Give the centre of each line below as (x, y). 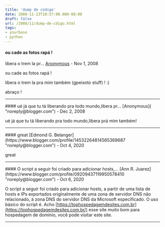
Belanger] (64, 135)
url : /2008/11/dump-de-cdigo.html (41, 23)
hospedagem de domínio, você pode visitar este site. (59, 215)
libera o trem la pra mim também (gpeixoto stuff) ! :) (57, 83)
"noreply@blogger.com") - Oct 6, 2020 (45, 179)
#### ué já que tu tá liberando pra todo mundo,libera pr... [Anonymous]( (78, 106)
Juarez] (143, 169)
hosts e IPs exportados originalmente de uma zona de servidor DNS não (78, 194)
